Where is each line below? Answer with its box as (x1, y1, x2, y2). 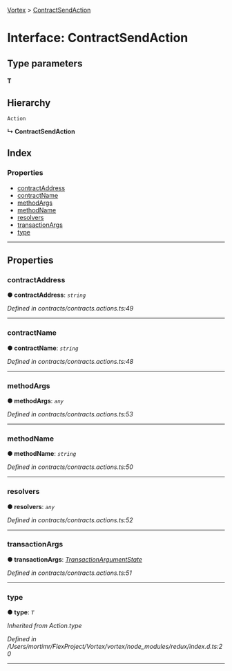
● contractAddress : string (7, 291, 86, 300)
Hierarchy (7, 97, 51, 109)
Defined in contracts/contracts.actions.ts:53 (7, 410, 133, 418)
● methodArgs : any (7, 396, 64, 405)
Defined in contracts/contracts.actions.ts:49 (7, 304, 134, 313)
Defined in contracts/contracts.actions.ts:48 (7, 357, 134, 365)
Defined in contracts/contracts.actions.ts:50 (7, 463, 133, 471)
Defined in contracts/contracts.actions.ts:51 (7, 569, 133, 577)
